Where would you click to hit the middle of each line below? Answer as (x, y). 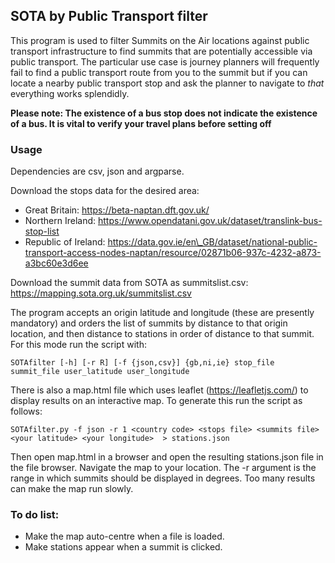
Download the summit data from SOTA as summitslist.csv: (129, 283)
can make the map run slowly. (72, 489)
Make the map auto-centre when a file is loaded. (124, 536)
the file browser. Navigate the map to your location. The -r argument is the (163, 468)
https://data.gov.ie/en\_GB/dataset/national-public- (212, 242)
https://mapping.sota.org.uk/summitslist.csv (101, 293)
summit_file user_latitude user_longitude (100, 372)
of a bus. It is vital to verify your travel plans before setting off (141, 123)
